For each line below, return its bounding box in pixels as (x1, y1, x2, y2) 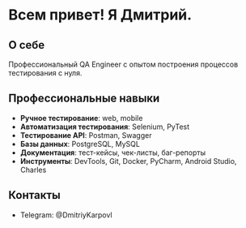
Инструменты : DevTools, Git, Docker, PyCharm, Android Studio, (19, 156, 237, 166)
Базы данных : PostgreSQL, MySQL (19, 139, 140, 148)
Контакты (8, 188, 61, 202)
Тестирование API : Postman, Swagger (19, 130, 152, 140)
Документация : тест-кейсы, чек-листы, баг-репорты (19, 148, 206, 157)
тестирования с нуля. (8, 68, 83, 78)
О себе (8, 38, 45, 52)
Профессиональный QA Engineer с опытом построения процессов (8, 59, 239, 69)
